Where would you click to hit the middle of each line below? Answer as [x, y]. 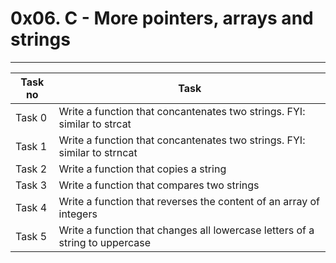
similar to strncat [98, 152]
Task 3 [31, 185]
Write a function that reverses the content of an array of [189, 201]
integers [78, 214]
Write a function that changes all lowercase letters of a [186, 230]
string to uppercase [104, 242]
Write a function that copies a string [142, 169]
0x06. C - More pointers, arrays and [162, 18]
